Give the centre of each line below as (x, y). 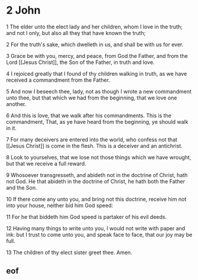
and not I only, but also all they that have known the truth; (76, 33)
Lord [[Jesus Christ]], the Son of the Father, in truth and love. (80, 62)
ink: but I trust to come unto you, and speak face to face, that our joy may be (99, 234)
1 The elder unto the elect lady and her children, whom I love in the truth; (95, 27)
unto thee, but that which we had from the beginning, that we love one (92, 98)
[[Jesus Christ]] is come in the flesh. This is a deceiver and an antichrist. (94, 146)
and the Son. (22, 188)
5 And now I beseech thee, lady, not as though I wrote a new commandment (99, 91)
